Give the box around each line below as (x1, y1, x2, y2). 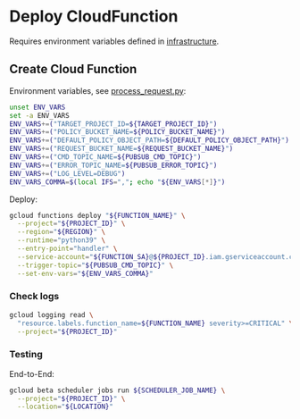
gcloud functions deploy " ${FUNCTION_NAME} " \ (9, 211, 186, 220)
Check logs (9, 290, 60, 303)
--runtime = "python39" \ (17, 236, 105, 245)
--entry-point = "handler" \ (17, 244, 118, 253)
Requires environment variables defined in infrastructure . (9, 36, 220, 46)
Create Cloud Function (9, 62, 137, 77)
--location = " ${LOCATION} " (17, 402, 114, 412)
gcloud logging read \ (9, 310, 94, 319)
